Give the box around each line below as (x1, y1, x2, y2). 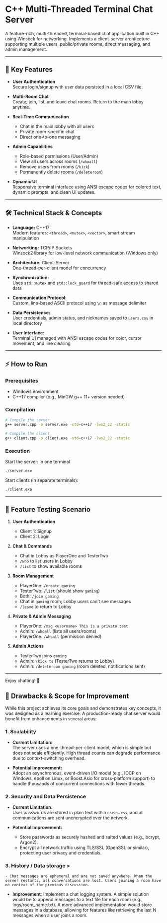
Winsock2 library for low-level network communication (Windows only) (12, 250, 158, 256)
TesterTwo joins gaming (19, 652, 67, 659)
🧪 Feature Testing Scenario (5, 505, 91, 514)
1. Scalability (5, 728, 36, 735)
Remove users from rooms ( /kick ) (19, 163, 90, 169)
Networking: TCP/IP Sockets (12, 244, 72, 250)
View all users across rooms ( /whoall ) (19, 158, 98, 164)
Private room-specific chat (19, 128, 75, 135)
